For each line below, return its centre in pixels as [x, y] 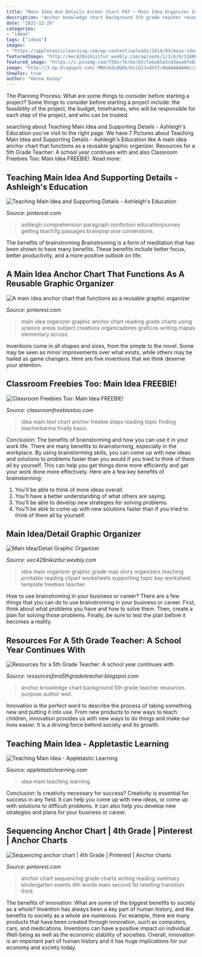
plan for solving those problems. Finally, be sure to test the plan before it [96, 615]
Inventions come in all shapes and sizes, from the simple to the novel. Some [100, 345]
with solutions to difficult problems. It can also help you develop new [91, 806]
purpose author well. [47, 694]
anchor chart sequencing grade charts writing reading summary [100, 878]
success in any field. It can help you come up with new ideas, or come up [97, 799]
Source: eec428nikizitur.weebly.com [51, 560]
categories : [21, 29]
